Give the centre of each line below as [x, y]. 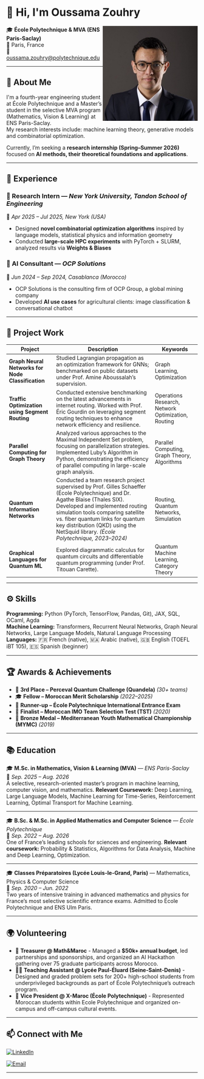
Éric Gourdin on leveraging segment [101, 412]
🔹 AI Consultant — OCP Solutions [56, 264]
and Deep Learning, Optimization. [48, 855]
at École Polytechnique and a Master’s [54, 103]
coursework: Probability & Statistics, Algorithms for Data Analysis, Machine [101, 849]
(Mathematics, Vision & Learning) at [51, 116]
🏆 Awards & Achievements [59, 672]
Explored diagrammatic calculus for [100, 550]
